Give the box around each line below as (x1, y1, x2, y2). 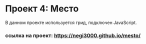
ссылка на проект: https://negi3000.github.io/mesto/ (5, 32, 141, 39)
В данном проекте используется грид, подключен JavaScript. (5, 19, 137, 25)
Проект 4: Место (5, 3, 79, 14)
